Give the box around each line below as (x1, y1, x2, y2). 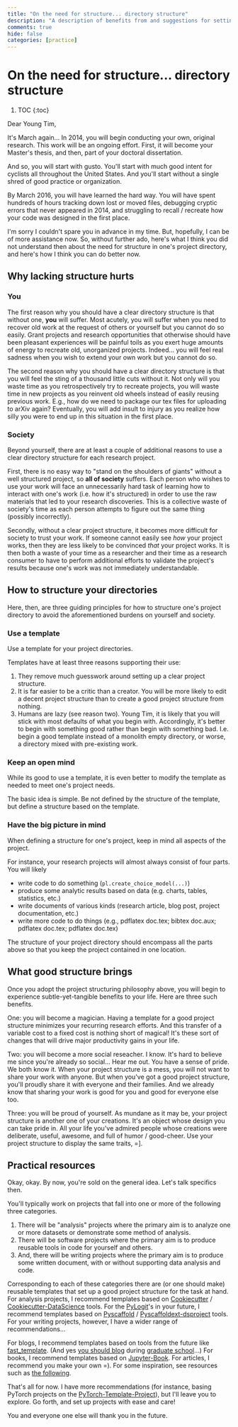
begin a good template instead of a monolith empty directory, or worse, (17, 732, 226, 741)
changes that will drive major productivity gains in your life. (7, 1036, 180, 1045)
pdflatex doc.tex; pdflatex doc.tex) (17, 923, 118, 933)
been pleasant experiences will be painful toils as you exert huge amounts (7, 338, 224, 346)
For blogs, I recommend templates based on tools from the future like (7, 1338, 210, 1348)
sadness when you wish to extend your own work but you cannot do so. (7, 352, 217, 362)
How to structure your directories (7, 584, 158, 596)
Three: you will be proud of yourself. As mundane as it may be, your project (7, 1109, 227, 1117)
